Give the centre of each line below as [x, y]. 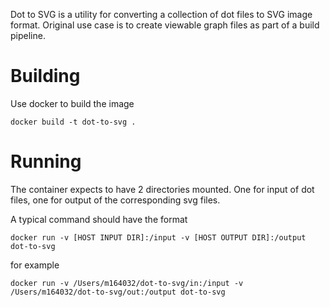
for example [35, 265]
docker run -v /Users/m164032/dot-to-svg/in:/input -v [127, 283]
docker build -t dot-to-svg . [73, 122]
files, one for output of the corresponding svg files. [115, 200]
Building [45, 76]
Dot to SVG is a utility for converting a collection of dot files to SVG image [161, 14]
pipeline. [28, 35]
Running [46, 161]
